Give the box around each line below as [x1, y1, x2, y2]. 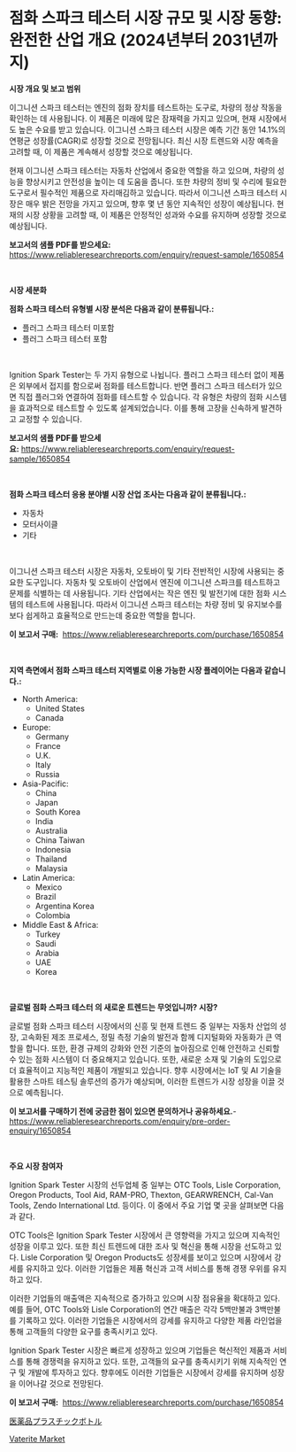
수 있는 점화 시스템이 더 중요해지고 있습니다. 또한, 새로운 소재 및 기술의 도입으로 [9, 1054, 283, 1064]
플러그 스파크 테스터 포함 [21, 333, 108, 344]
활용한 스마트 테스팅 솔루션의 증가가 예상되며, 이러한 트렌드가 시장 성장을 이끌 [9, 1076, 276, 1086]
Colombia [34, 909, 71, 921]
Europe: [21, 722, 51, 732]
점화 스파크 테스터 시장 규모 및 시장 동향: [9, 8, 283, 28]
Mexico [34, 882, 63, 892]
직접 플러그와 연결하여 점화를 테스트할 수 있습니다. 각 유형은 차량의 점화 [18, 391, 263, 402]
